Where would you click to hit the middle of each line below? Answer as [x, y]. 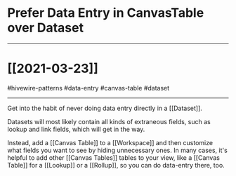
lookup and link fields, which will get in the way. [76, 129]
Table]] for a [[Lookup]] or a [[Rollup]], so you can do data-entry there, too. [116, 165]
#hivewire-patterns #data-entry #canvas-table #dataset [88, 88]
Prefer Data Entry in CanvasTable [106, 13]
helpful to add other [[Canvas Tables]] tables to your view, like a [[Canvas [113, 157]
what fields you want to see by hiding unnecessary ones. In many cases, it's [118, 150]
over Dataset [46, 28]
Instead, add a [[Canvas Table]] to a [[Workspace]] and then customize [110, 142]
